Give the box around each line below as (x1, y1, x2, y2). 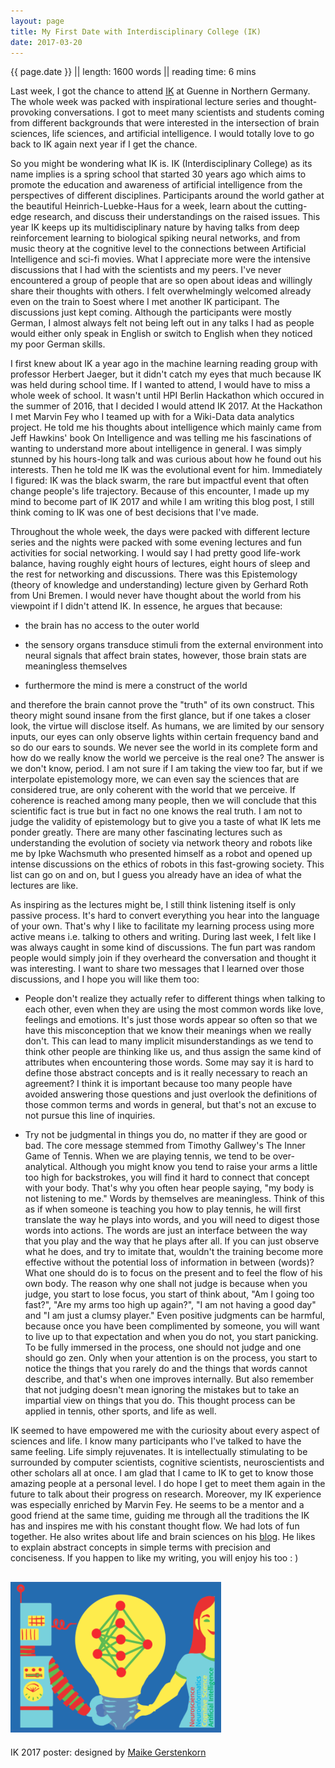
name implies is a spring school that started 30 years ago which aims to (10, 168, 307, 180)
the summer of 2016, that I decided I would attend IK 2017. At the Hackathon (10, 400, 323, 412)
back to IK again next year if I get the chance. (10, 138, 198, 150)
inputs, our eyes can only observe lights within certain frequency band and (10, 731, 319, 743)
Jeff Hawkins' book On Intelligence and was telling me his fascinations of (10, 432, 312, 444)
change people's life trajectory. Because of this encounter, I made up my (10, 485, 310, 497)
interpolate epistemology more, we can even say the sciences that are (10, 773, 300, 785)
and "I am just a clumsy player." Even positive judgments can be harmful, (24, 1310, 326, 1322)
